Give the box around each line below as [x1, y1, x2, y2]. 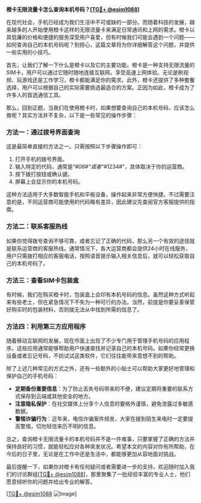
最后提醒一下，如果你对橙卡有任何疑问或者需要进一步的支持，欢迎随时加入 [6, 463, 190, 471]
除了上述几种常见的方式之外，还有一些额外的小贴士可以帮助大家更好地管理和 [6, 365, 195, 372]
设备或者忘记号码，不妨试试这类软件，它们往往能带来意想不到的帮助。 [6, 352, 179, 360]
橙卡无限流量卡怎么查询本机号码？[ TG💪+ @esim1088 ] [6, 6, 140, 13]
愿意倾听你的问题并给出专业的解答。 [6, 478, 96, 486]
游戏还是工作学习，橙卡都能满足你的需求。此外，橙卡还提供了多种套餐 [22, 76, 195, 83]
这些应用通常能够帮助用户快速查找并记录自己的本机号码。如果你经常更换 [16, 345, 195, 352]
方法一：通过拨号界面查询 [6, 128, 80, 136]
